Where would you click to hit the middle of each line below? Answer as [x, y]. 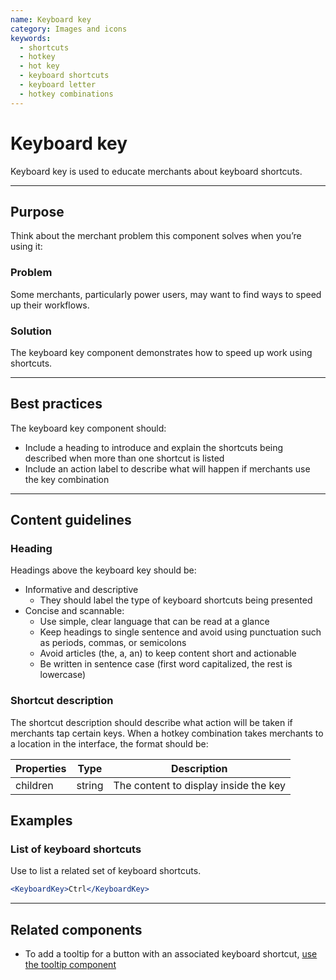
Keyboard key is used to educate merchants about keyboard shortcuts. [156, 171]
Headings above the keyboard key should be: [103, 570]
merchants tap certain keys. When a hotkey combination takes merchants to [167, 733]
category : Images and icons [69, 29]
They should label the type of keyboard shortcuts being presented [176, 600]
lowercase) [63, 675]
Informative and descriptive [81, 590]
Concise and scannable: [74, 611]
